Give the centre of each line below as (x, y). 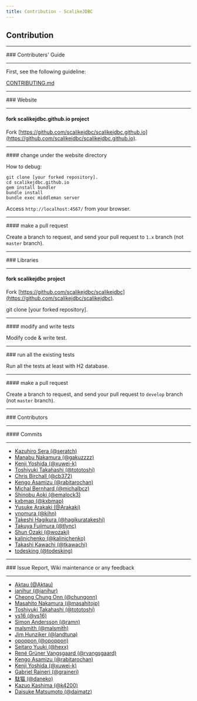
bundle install (25, 192)
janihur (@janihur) (36, 591)
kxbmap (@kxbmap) (39, 501)
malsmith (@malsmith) (42, 628)
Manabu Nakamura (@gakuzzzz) (54, 457)
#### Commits (24, 434)
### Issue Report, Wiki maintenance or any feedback (70, 567)
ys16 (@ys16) (30, 615)
